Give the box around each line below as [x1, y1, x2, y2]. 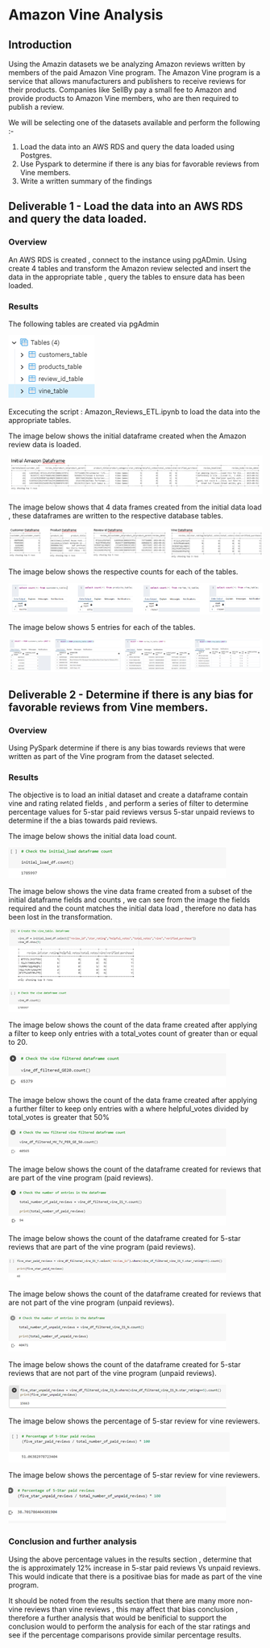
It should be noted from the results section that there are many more [8, 1596, 235, 1605]
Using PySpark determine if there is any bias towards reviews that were [8, 743, 246, 753]
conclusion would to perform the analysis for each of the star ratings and [8, 1621, 251, 1631]
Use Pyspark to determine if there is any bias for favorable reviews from [19, 159, 260, 169]
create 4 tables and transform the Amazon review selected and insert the [8, 263, 251, 273]
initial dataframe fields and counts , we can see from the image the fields [8, 895, 251, 905]
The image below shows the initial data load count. [8, 832, 177, 841]
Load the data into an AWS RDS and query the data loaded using [19, 142, 235, 151]
